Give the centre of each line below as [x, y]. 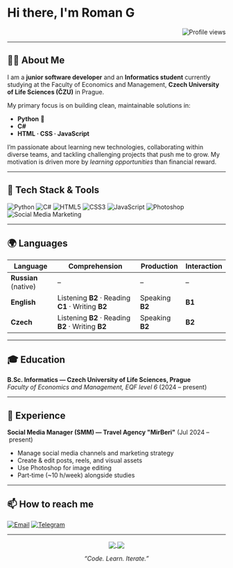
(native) [24, 287]
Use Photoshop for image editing [64, 468]
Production [159, 267]
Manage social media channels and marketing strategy [95, 453]
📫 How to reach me [51, 504]
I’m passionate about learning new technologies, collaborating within [105, 147]
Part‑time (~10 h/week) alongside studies [76, 475]
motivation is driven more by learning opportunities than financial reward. [112, 162]
